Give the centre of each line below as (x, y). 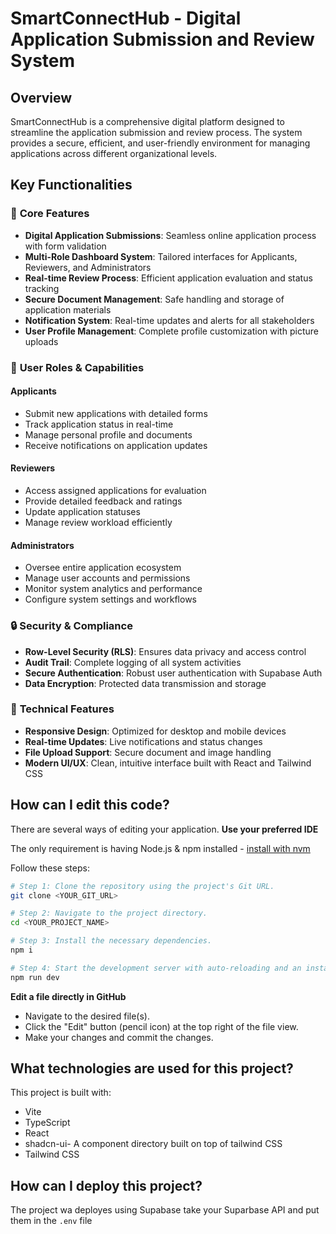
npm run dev (35, 977)
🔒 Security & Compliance (71, 626)
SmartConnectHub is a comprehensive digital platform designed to (147, 121)
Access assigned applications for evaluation (115, 491)
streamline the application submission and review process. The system (156, 132)
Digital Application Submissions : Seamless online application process (170, 235)
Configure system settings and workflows (110, 599)
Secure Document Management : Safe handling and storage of (154, 299)
